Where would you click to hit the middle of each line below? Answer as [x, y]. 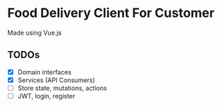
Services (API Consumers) [56, 80]
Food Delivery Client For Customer [111, 13]
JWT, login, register [46, 96]
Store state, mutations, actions [62, 88]
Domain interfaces [45, 72]
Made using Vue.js [34, 33]
